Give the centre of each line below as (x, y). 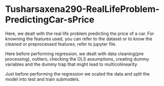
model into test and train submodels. (43, 79)
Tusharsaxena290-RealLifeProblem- (82, 9)
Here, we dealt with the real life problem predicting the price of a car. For (80, 33)
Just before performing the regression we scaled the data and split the (78, 74)
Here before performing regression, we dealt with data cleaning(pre (75, 54)
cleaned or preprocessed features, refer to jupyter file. (61, 44)
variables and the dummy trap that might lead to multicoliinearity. (72, 64)
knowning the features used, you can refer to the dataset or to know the (79, 39)
